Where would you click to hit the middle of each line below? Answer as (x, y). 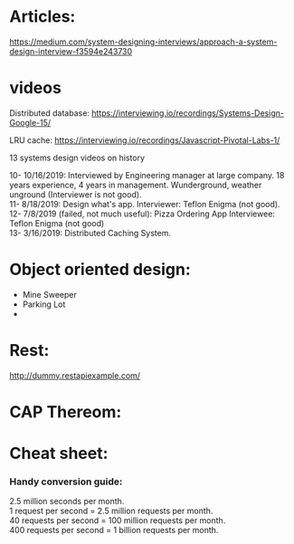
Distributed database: (50, 113)
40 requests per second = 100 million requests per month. (118, 520)
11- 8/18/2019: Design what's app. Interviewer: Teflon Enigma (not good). (145, 204)
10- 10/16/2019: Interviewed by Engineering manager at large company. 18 (147, 175)
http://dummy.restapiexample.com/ (75, 375)
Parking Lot (44, 304)
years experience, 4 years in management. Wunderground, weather (136, 185)
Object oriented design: (100, 270)
